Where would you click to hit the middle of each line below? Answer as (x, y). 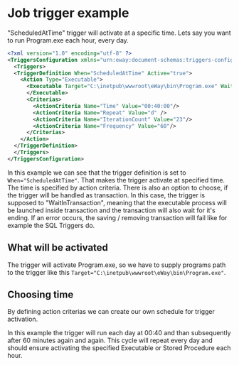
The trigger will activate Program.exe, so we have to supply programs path (117, 265)
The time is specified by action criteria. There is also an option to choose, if (118, 187)
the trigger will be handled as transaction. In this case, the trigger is (106, 195)
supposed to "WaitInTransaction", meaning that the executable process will (117, 202)
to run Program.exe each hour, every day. (68, 40)
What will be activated (58, 247)
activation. (23, 319)
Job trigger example (68, 13)
